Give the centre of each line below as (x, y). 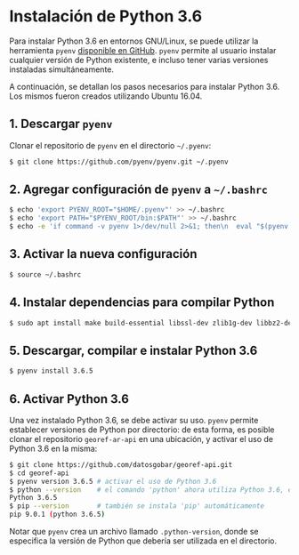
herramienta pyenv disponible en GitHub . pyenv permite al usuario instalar (143, 50)
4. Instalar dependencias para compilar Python (142, 303)
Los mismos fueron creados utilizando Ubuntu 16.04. (106, 96)
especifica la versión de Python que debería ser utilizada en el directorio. (143, 541)
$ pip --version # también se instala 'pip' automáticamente (137, 506)
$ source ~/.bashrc (45, 274)
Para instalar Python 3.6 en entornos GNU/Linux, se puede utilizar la (134, 41)
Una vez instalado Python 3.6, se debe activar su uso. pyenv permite (134, 420)
